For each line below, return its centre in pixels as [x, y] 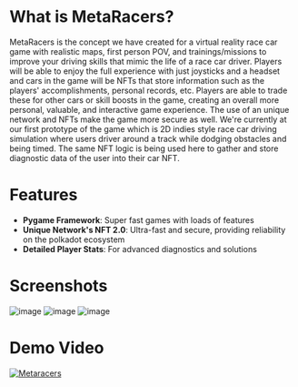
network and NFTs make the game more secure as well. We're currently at [149, 119]
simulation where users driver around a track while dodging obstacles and [148, 138]
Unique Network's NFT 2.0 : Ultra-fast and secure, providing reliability [154, 229]
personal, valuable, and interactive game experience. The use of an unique [149, 109]
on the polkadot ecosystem [74, 239]
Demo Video [57, 348]
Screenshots [59, 286]
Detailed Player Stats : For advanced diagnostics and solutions [139, 249]
